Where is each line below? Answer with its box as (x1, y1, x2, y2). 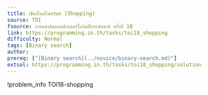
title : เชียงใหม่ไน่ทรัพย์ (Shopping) (7, 10, 96, 17)
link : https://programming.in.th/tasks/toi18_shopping (7, 29, 168, 36)
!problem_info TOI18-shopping (7, 80, 94, 88)
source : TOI (7, 17, 41, 23)
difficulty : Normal (7, 36, 63, 43)
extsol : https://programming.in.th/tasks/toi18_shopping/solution (7, 61, 202, 68)
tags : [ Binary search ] (7, 42, 72, 49)
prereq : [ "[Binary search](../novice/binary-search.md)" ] (7, 55, 177, 62)
